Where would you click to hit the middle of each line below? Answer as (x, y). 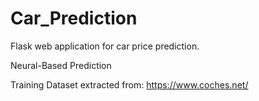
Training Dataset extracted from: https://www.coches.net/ (129, 84)
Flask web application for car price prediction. (105, 46)
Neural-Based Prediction (61, 65)
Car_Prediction (74, 18)
